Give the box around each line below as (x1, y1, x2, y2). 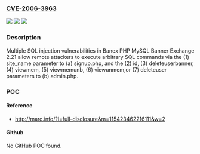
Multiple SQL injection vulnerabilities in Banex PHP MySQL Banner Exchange (6, 47, 195, 54)
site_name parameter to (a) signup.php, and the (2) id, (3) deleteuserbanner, (6, 60, 194, 67)
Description (6, 33, 41, 42)
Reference (6, 102, 33, 109)
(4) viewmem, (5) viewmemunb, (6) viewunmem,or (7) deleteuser (6, 66, 167, 73)
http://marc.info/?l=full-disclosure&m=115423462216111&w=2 (14, 115, 166, 122)
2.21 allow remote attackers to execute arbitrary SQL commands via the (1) (6, 53, 190, 60)
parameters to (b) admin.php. (6, 72, 79, 79)
